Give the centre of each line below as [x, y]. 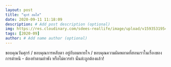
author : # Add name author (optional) [46, 39]
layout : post [19, 10]
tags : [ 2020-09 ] [22, 33]
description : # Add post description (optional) [58, 24]
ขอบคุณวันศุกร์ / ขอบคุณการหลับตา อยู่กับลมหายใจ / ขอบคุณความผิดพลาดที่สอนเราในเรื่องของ [84, 53]
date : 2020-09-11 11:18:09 [34, 19]
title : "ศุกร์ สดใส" [23, 15]
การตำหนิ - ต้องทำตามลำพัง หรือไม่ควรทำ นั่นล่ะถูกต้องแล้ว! [55, 58]
